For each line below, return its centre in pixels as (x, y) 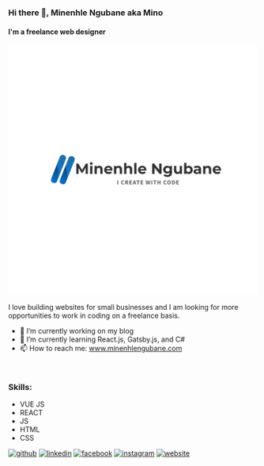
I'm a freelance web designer (57, 32)
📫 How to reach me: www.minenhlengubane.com (101, 349)
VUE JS (32, 404)
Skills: (21, 388)
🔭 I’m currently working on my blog (77, 331)
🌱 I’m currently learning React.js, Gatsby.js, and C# (102, 339)
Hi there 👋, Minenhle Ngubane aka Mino (86, 13)
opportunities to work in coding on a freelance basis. (94, 315)
